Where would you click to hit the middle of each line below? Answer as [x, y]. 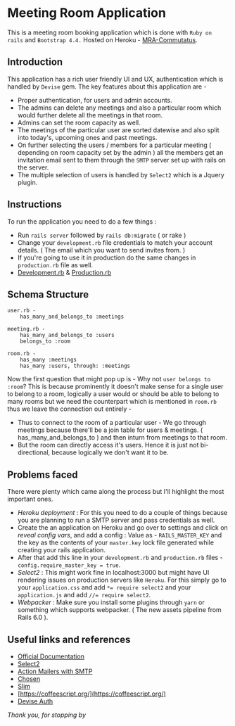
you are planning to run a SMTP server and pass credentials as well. [116, 520]
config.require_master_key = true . [69, 565]
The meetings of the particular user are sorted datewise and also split [118, 130]
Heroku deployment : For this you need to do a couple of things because [122, 513]
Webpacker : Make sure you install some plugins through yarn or [111, 602]
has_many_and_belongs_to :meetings [72, 317]
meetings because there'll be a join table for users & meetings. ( [110, 430]
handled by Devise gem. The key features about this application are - [107, 87]
